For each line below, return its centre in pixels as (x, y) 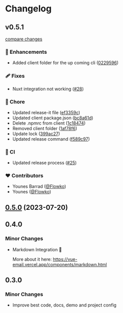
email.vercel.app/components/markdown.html (60, 264)
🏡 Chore (15, 102)
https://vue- (65, 259)
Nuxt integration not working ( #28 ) (48, 89)
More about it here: (32, 259)
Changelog (28, 9)
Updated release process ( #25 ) (45, 163)
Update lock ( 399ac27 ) (36, 134)
